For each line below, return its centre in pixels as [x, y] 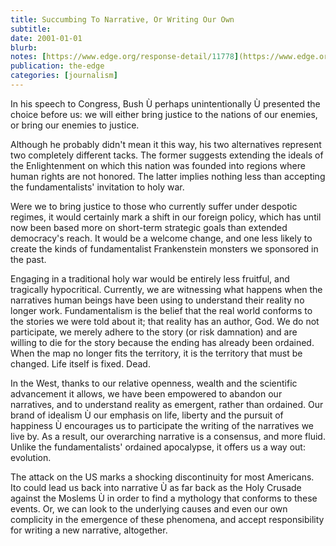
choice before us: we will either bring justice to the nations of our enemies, [164, 114]
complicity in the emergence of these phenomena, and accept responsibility [167, 519]
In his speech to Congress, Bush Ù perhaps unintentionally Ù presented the [165, 103]
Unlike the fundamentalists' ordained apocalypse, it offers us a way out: [158, 447]
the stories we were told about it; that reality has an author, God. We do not [165, 321]
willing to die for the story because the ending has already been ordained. [162, 342]
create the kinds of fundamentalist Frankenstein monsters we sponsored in [164, 248]
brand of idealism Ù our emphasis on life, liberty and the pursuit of [147, 415]
